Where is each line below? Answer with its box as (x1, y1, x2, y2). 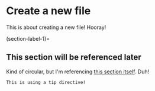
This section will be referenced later (6, 52, 142, 63)
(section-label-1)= (6, 35, 50, 42)
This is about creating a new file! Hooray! (6, 24, 106, 31)
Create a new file (6, 4, 91, 18)
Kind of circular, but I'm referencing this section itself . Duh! (6, 68, 150, 75)
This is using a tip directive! (6, 79, 86, 85)
